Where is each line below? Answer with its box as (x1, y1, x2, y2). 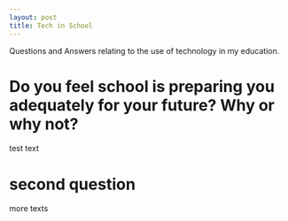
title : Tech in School (9, 21, 93, 30)
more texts (9, 203, 49, 214)
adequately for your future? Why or (9, 95, 275, 115)
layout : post (9, 12, 58, 22)
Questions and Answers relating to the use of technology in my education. (9, 45, 280, 56)
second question (9, 174, 136, 194)
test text (9, 143, 40, 154)
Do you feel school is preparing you (9, 76, 275, 96)
